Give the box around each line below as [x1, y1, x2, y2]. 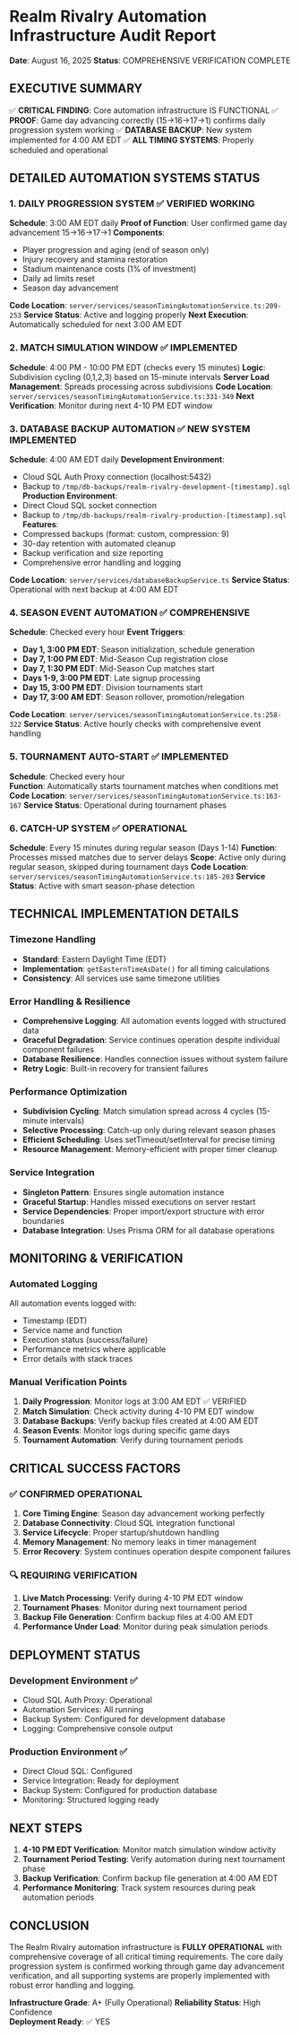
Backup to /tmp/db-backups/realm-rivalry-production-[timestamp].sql [21, 509, 287, 521]
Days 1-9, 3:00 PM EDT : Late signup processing [21, 672, 201, 683]
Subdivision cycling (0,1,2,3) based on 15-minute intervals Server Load [9, 371, 270, 382]
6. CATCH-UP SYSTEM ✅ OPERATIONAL [9, 822, 188, 835]
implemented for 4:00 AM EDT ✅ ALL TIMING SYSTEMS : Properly [9, 134, 254, 145]
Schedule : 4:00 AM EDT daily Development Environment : [9, 455, 226, 465]
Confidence [9, 2006, 53, 2018]
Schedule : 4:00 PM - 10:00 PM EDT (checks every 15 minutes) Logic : [9, 361, 266, 373]
